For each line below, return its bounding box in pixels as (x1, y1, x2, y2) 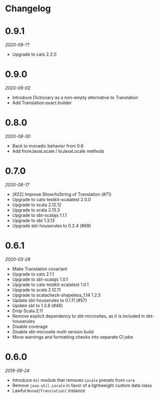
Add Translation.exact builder (12, 100, 72, 106)
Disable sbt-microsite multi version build (12, 328, 94, 334)
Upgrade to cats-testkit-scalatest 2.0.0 (12, 196, 91, 202)
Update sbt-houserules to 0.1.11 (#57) (12, 297, 87, 303)
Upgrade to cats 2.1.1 (12, 271, 54, 277)
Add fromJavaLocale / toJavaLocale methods (12, 148, 105, 154)
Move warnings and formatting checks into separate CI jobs (12, 334, 133, 340)
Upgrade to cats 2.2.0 (12, 51, 57, 57)
